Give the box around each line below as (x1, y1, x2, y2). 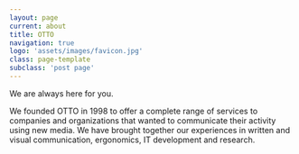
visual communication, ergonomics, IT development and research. (9, 134, 256, 145)
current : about (9, 22, 67, 31)
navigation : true (9, 38, 75, 48)
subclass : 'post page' (9, 64, 95, 73)
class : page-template (9, 55, 91, 64)
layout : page (9, 13, 59, 23)
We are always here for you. (9, 87, 114, 99)
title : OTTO (9, 30, 54, 39)
